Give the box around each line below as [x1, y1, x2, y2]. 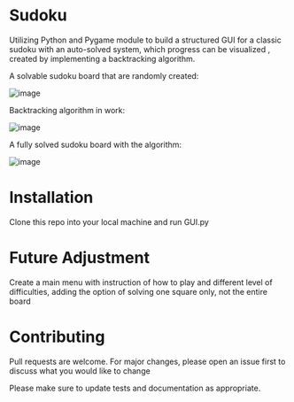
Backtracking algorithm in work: [9, 104, 126, 115]
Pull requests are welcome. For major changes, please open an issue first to [9, 356, 286, 367]
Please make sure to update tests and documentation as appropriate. [9, 383, 261, 393]
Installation [9, 188, 94, 208]
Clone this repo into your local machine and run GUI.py [9, 216, 210, 227]
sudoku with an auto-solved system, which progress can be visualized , [9, 43, 271, 54]
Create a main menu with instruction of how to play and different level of [9, 276, 273, 288]
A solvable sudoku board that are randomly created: [9, 70, 199, 81]
